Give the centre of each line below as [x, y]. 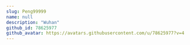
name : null [20, 17]
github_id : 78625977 [32, 28]
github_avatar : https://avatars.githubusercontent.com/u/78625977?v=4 [95, 33]
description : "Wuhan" [33, 22]
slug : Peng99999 [26, 11]
